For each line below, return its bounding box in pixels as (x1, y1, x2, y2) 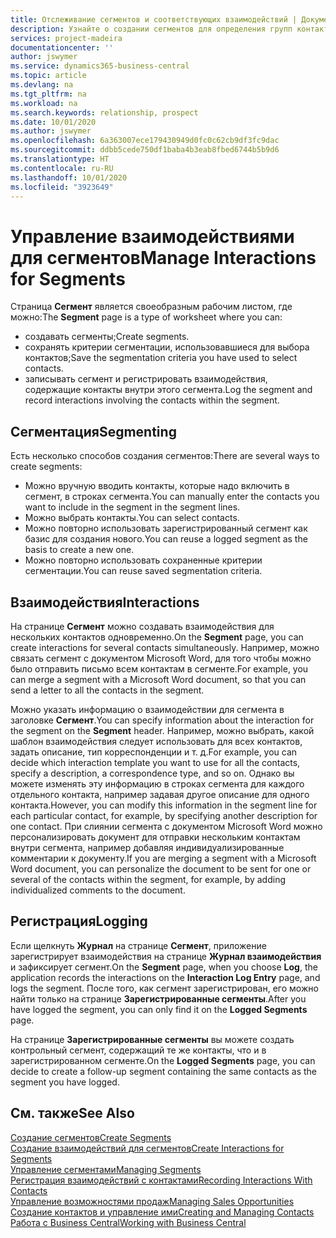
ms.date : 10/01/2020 (10, 117, 97, 127)
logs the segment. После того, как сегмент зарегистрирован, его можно (10, 982, 319, 994)
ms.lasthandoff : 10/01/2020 (10, 172, 128, 183)
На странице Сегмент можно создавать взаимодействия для (10, 620, 275, 632)
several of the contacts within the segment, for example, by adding (10, 873, 287, 885)
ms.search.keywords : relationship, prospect (10, 107, 199, 118)
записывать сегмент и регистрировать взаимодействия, (24, 373, 268, 385)
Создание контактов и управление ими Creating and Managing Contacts (10, 1206, 315, 1218)
